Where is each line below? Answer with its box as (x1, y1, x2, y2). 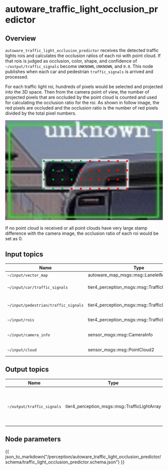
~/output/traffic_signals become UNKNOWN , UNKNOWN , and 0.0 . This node (5, 64, 153, 69)
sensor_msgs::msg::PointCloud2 (87, 346, 154, 352)
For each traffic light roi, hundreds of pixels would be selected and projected (5, 84, 163, 90)
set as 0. (5, 235, 23, 241)
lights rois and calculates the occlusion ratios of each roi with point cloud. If (5, 53, 161, 59)
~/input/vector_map (7, 273, 48, 278)
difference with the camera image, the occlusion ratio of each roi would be (5, 230, 159, 236)
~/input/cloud (7, 347, 37, 352)
